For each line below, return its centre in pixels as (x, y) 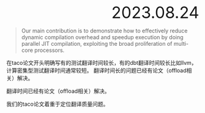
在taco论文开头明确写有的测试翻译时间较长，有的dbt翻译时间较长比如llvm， (102, 63)
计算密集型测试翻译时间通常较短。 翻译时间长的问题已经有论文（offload (96, 70)
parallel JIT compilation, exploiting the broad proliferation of (97, 44)
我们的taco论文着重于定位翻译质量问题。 (58, 104)
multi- (181, 44)
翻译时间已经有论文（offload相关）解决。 (58, 91)
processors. (50, 50)
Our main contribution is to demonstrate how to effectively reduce (104, 31)
